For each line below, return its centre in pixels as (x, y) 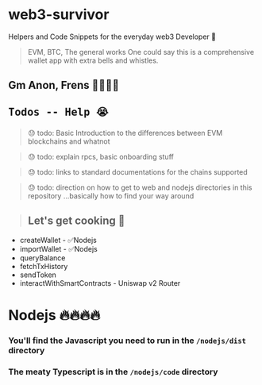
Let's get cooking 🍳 (76, 221)
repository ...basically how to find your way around (111, 195)
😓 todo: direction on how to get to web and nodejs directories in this (140, 187)
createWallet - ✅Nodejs (58, 240)
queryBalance (42, 258)
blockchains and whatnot (69, 141)
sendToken (38, 275)
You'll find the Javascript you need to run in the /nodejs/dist (127, 341)
